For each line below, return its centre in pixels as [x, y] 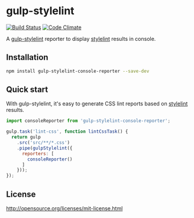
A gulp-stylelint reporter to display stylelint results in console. [81, 39]
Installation [27, 57]
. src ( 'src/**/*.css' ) [43, 143]
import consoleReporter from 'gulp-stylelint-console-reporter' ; [88, 121]
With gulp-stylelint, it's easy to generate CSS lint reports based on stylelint [97, 104]
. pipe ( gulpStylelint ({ [45, 148]
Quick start [27, 90]
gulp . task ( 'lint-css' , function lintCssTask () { [67, 132]
